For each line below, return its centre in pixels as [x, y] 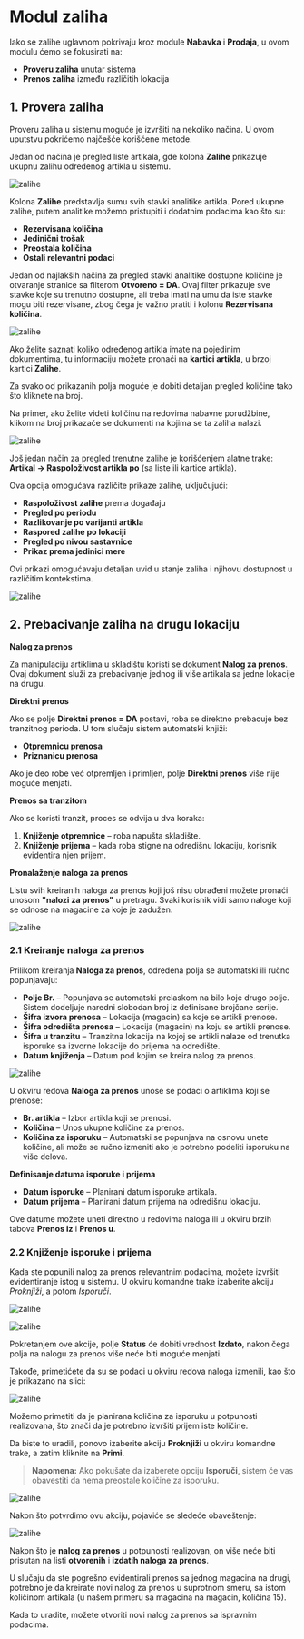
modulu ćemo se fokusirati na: [66, 51]
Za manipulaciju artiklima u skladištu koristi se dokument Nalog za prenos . [149, 664]
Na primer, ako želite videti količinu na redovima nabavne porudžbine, [140, 413]
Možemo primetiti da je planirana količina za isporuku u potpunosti [133, 1416]
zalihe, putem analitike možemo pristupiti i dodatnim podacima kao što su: [147, 211]
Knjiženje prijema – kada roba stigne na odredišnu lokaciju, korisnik [149, 845]
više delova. [45, 1157]
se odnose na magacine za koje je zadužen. [91, 909]
